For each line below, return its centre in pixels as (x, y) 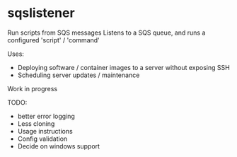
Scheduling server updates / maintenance (79, 75)
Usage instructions (45, 131)
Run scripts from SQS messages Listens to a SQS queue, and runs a (106, 33)
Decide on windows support (59, 146)
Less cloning (36, 123)
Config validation (42, 139)
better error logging (46, 116)
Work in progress (33, 88)
